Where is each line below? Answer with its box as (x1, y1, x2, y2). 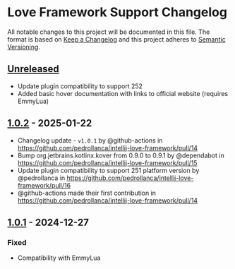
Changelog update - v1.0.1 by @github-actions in (17, 136, 163, 145)
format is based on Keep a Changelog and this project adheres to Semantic (7, 35, 226, 43)
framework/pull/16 (17, 181, 71, 189)
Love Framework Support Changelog (7, 4, 228, 20)
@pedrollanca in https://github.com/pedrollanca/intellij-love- (17, 174, 194, 182)
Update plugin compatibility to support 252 (17, 82, 143, 90)
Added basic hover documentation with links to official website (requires (17, 89, 229, 97)
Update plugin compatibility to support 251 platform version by (17, 166, 200, 174)
